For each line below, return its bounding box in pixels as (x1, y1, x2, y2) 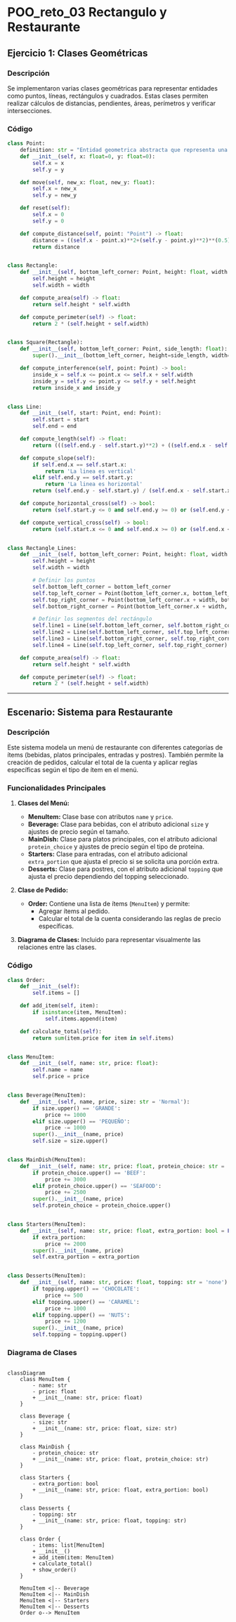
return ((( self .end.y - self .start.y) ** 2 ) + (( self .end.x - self (32, 442, 228, 449)
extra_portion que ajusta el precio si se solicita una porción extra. (27, 858, 220, 866)
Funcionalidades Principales (7, 783, 107, 792)
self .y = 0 (32, 217, 65, 225)
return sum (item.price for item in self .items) (32, 1034, 174, 1042)
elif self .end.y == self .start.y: (32, 474, 133, 481)
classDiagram (7, 1370, 46, 1377)
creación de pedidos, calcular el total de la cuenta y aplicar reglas (7, 758, 198, 766)
